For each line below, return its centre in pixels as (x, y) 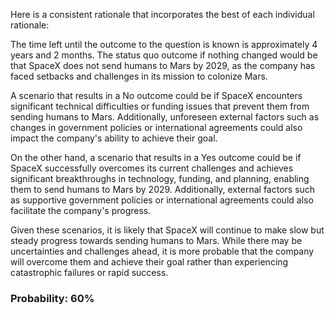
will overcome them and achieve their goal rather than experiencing (149, 262)
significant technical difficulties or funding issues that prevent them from (160, 106)
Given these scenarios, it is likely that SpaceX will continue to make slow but (167, 230)
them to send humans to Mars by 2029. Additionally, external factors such (163, 189)
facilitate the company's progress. (81, 210)
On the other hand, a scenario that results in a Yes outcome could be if (156, 157)
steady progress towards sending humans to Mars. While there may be (156, 240)
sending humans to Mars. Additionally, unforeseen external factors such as (165, 117)
